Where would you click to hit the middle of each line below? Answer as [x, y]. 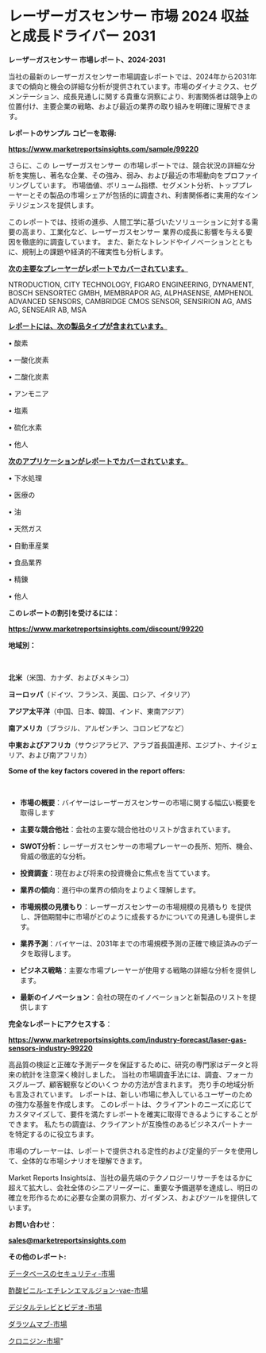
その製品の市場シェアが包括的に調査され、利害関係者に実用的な [140, 195]
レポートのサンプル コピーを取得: [62, 133]
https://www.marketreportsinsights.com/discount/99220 [106, 629]
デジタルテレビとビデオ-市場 [55, 1307]
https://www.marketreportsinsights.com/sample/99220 [104, 148]
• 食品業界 [25, 562]
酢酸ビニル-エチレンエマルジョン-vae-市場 [78, 1290]
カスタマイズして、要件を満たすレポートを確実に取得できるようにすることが [133, 1114]
